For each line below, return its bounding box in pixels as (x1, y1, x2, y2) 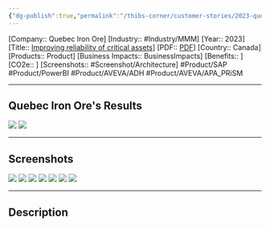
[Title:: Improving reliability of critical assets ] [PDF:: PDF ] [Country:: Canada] (8, 42, 261, 52)
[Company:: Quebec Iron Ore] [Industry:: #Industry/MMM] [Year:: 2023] (8, 34, 245, 43)
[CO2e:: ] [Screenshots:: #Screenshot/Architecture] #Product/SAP (8, 60, 227, 69)
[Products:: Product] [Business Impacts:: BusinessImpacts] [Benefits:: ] (8, 51, 243, 60)
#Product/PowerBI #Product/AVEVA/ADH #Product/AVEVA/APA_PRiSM (8, 68, 243, 77)
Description (8, 205, 68, 219)
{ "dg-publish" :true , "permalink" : (8, 11, 121, 20)
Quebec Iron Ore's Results (8, 99, 143, 113)
